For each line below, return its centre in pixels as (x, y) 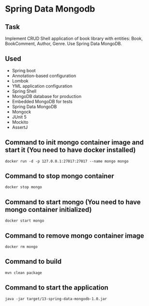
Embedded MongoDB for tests (42, 101)
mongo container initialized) (48, 209)
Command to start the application (57, 288)
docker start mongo (25, 221)
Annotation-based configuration (44, 76)
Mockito (20, 122)
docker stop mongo (23, 187)
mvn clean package (23, 273)
